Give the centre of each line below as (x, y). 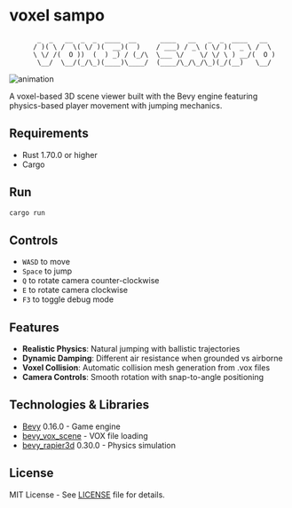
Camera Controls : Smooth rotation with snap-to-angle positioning (143, 377)
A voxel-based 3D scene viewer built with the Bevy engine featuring (134, 96)
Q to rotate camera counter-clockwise (91, 281)
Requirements (49, 134)
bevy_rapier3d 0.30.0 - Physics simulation (99, 445)
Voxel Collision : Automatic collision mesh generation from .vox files (146, 368)
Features (34, 327)
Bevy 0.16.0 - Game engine (71, 426)
